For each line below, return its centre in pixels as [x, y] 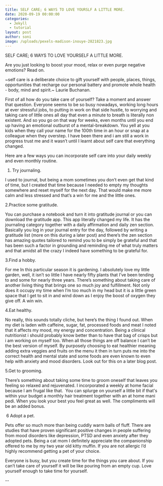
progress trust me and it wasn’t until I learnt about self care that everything [80, 141]
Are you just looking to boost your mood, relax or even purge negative [75, 65]
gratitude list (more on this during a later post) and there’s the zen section [79, 235]
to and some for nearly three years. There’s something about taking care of [80, 280]
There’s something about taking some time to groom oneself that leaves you [81, 380]
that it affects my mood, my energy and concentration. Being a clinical [75, 330]
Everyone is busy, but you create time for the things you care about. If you [79, 461]
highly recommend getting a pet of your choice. [53, 451]
